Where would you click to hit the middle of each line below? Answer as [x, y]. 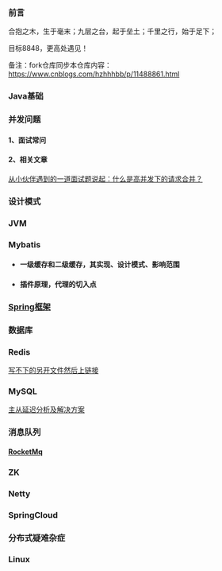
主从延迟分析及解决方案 [46, 410]
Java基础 [26, 96]
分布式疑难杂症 [37, 538]
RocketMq [26, 452]
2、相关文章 [28, 160]
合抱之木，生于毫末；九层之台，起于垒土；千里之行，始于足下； [112, 31]
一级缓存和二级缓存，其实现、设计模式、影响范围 [100, 265]
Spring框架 [30, 306]
